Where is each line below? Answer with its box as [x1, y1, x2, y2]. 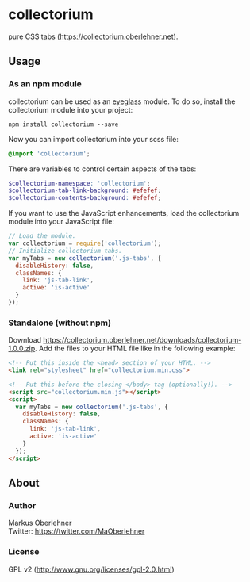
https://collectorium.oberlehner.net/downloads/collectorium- [43, 335, 242, 345]
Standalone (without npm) [8, 317, 111, 328]
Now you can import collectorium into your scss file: [8, 134, 179, 144]
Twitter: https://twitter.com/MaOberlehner [8, 526, 145, 536]
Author [8, 500, 37, 511]
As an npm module [8, 78, 82, 90]
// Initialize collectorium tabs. [8, 247, 123, 255]
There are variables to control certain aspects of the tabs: [8, 164, 197, 174]
